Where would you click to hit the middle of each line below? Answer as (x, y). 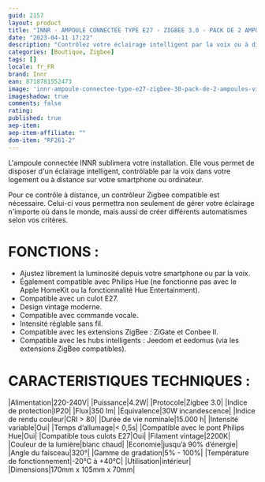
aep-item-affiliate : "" (47, 133)
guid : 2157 (26, 15)
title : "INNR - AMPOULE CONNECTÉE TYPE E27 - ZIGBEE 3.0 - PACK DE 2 (125, 30)
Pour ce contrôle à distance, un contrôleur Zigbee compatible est (114, 195)
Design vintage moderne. (61, 307)
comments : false (35, 103)
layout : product (35, 23)
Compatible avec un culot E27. (69, 299)
